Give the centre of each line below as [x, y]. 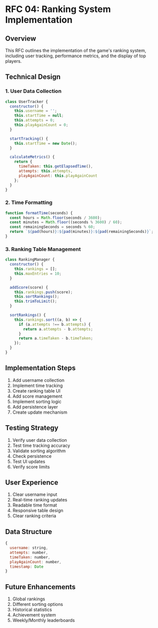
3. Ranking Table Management [43, 249]
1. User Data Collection [33, 91]
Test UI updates [29, 461]
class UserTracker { [27, 101]
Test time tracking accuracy [41, 445]
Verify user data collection [40, 440]
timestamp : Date [27, 567]
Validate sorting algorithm [39, 451]
